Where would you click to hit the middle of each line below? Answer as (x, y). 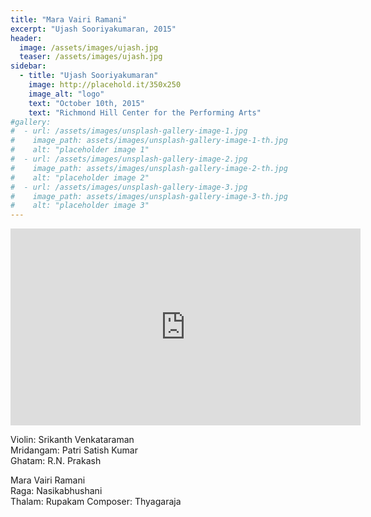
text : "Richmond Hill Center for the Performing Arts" (145, 112)
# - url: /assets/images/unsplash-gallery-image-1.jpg (129, 131)
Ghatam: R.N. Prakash (56, 461)
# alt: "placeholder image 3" (80, 206)
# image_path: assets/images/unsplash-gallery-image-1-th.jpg (149, 141)
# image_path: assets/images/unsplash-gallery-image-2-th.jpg (149, 168)
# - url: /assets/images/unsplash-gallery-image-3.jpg (129, 187)
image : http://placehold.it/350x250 (105, 85)
